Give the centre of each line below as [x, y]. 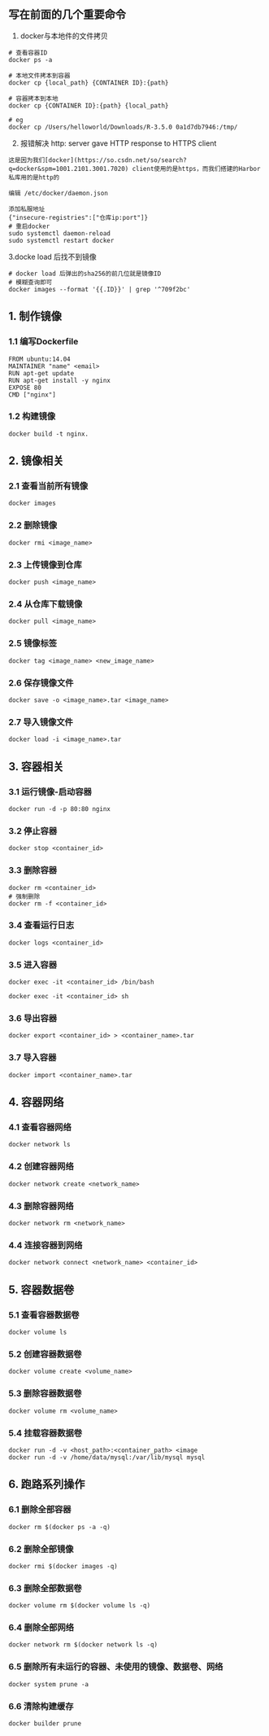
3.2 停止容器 [33, 831]
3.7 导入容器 [33, 1058]
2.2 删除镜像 [33, 525]
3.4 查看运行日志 [41, 925]
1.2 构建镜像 [32, 416]
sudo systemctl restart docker [61, 240]
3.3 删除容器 [33, 870]
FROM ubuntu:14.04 [39, 359]
